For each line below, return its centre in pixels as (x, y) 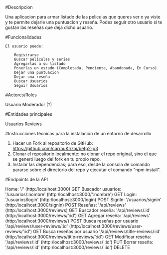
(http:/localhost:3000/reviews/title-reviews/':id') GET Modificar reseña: (78, 237)
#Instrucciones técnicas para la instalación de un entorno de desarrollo (78, 133)
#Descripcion (19, 7)
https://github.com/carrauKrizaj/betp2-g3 (55, 148)
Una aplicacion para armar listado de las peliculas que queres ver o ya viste (83, 17)
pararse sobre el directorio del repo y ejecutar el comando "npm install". (86, 170)
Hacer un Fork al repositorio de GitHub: (53, 143)
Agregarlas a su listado (40, 64)
